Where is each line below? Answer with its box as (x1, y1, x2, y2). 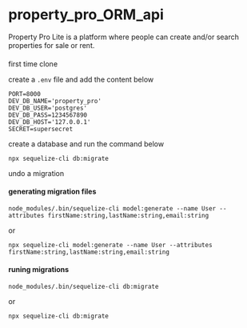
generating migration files (8, 186, 97, 197)
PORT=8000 (8, 90, 42, 98)
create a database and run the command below (8, 138, 165, 149)
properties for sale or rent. (8, 40, 95, 50)
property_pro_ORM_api (8, 6, 164, 24)
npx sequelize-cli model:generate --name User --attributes (8, 241, 213, 249)
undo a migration (8, 168, 65, 178)
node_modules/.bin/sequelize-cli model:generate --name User (8, 204, 217, 213)
